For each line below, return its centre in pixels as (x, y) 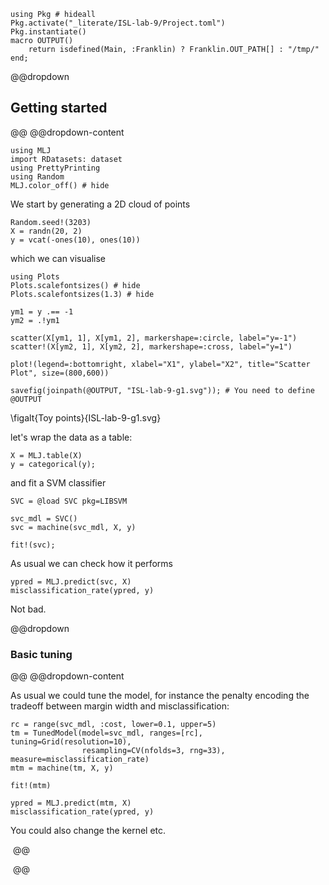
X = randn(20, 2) (46, 231)
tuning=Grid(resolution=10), (71, 742)
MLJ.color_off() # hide (60, 185)
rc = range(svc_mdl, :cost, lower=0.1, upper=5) (113, 725)
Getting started (59, 108)
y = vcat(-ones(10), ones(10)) (75, 240)
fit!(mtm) (31, 786)
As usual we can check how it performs (91, 563)
